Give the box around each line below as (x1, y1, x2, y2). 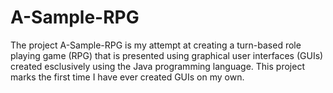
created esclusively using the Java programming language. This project (10, 60, 305, 72)
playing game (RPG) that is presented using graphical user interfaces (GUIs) (10, 49, 324, 61)
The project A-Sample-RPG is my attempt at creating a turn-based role (10, 39, 302, 51)
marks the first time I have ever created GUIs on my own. (10, 71, 245, 83)
